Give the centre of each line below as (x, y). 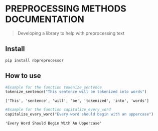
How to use (23, 76)
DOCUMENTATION (45, 19)
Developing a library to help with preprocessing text (71, 33)
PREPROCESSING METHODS (66, 9)
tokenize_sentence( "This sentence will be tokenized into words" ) (76, 92)
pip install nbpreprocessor (35, 60)
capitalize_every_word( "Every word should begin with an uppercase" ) (80, 114)
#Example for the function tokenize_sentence (53, 87)
